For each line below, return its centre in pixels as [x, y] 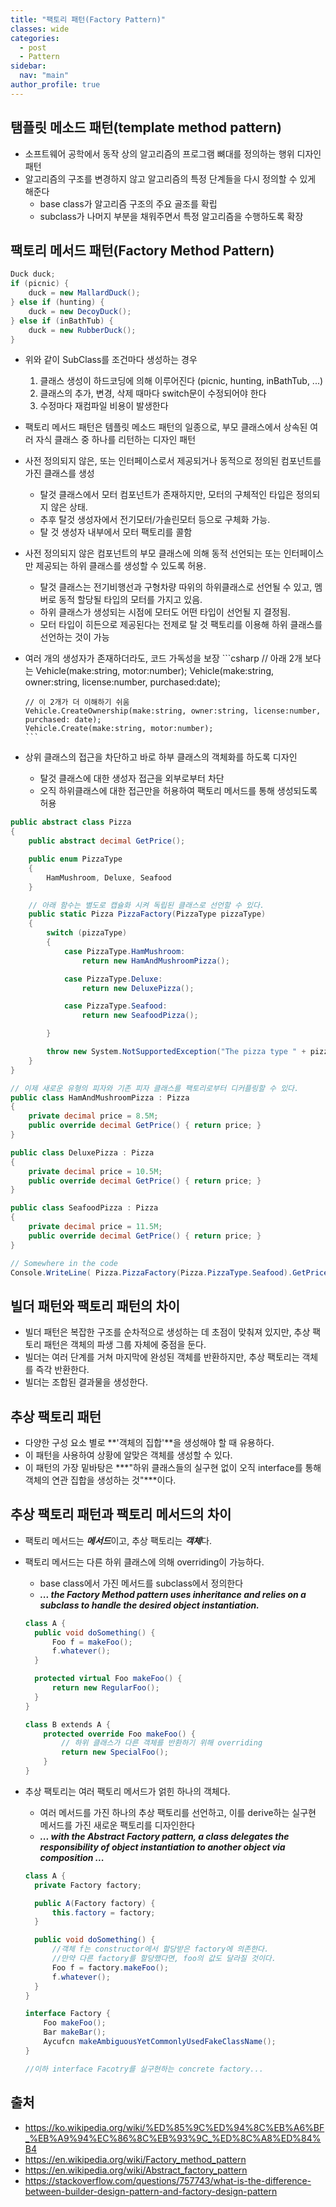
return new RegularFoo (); [105, 1688]
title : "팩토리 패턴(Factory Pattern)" [88, 19]
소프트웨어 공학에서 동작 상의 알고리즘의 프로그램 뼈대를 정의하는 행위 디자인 [173, 153]
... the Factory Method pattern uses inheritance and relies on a [173, 1594]
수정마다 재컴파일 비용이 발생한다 [104, 406]
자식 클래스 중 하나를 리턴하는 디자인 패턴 [116, 440]
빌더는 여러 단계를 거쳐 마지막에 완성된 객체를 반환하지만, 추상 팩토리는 [162, 1357]
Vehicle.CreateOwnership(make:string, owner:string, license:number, [173, 711]
